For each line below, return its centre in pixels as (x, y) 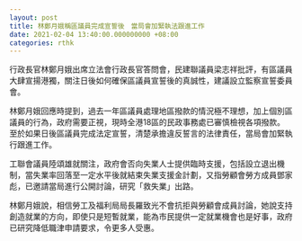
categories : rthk (42, 43)
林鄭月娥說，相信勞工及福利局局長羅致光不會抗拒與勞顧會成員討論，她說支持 (151, 205)
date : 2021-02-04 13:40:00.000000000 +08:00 (94, 34)
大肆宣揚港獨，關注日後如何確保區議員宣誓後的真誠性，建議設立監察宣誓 (143, 81)
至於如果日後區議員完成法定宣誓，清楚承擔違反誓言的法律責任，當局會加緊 (147, 134)
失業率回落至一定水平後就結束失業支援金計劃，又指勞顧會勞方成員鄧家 (163, 175)
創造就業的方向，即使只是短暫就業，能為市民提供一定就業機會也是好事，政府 (151, 217)
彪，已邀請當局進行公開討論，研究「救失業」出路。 (104, 186)
